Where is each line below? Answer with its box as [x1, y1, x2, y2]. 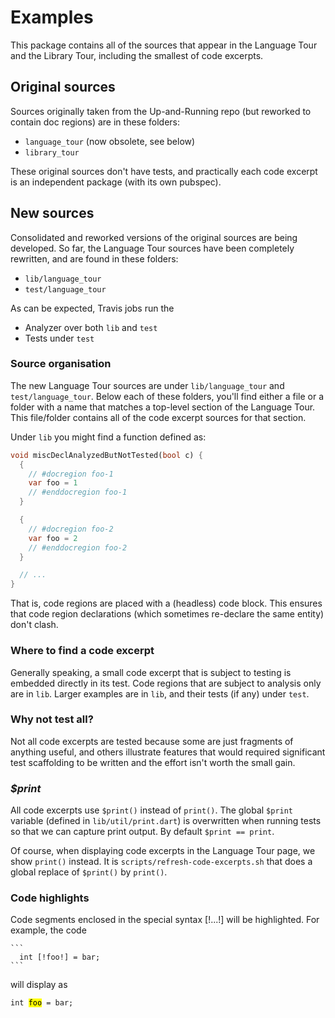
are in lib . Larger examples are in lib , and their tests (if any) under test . [10, 687, 310, 700]
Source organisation [10, 357, 112, 371]
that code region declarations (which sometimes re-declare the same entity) [10, 608, 325, 620]
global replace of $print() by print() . [10, 866, 168, 878]
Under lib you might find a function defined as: [10, 431, 207, 443]
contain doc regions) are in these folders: [10, 116, 181, 128]
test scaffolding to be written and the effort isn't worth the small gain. [10, 756, 296, 768]
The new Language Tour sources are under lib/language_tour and [10, 379, 285, 391]
